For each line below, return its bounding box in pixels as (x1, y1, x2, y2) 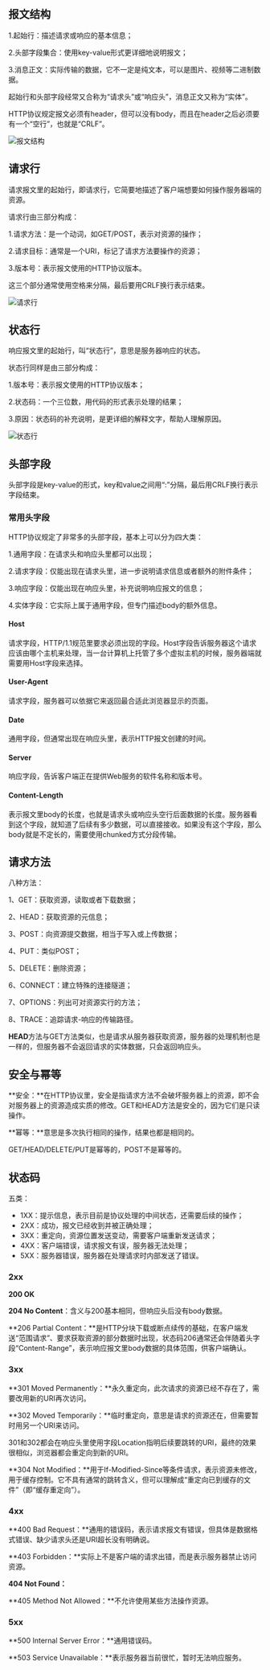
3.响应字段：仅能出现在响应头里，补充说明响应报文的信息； (8, 583, 205, 593)
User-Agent (8, 677, 48, 687)
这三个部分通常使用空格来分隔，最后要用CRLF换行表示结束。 (8, 280, 210, 289)
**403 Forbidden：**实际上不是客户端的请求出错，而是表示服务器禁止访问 (8, 1551, 257, 1561)
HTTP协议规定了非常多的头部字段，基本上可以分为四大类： (8, 531, 203, 541)
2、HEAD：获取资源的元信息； (8, 912, 110, 922)
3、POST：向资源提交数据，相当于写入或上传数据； (8, 929, 180, 939)
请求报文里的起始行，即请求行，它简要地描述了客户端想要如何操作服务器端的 (8, 184, 262, 195)
